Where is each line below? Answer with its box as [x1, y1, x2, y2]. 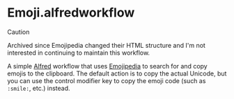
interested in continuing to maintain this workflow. [7, 48, 150, 57]
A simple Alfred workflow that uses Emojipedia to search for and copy [7, 62, 208, 70]
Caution [7, 28, 30, 36]
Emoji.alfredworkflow [7, 5, 135, 21]
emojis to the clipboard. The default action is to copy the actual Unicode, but [7, 69, 227, 78]
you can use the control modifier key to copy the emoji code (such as [7, 76, 206, 84]
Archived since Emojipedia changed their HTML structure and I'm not [7, 41, 205, 49]
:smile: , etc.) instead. [7, 84, 71, 92]
